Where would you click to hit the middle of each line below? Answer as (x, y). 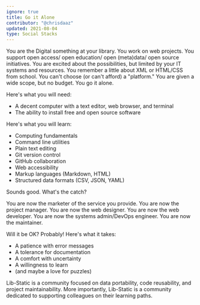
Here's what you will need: (39, 95)
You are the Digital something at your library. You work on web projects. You (100, 51)
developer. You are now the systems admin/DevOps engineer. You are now (98, 216)
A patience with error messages (54, 246)
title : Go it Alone (31, 17)
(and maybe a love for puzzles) (53, 271)
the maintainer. (25, 223)
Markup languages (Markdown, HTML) (63, 174)
